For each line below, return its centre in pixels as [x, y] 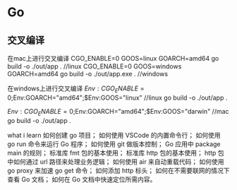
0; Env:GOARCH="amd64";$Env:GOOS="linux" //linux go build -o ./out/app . [117, 97]
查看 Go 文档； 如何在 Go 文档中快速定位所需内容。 [82, 179]
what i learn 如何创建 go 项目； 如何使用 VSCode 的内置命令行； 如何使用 [114, 135]
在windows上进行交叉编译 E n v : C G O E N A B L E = [76, 89]
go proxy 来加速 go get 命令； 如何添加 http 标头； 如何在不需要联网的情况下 [119, 170]
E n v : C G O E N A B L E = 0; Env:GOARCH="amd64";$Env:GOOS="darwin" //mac [118, 112]
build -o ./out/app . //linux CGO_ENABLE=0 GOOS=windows [95, 66]
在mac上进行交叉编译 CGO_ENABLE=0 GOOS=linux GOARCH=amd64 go [113, 58]
